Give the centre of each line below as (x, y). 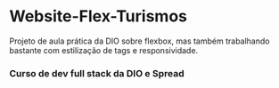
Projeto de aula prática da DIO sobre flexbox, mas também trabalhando (139, 41)
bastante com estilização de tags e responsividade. (104, 50)
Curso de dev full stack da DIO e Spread (97, 73)
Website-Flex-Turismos (98, 16)
